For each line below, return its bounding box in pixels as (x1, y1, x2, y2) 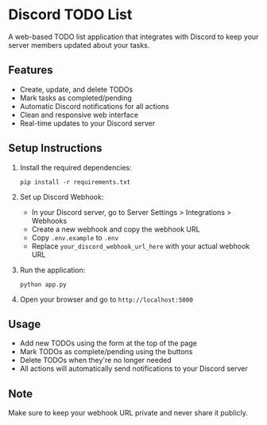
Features (8, 64, 53, 77)
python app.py (19, 280, 67, 288)
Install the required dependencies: (19, 162, 133, 172)
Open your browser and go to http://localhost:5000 (19, 294, 193, 304)
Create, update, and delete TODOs (19, 84, 133, 94)
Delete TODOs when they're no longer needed (19, 356, 172, 365)
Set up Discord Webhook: (19, 192, 104, 201)
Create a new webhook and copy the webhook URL (31, 224, 200, 234)
